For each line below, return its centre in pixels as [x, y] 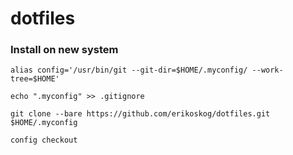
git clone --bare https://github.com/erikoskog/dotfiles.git [140, 114]
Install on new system [64, 50]
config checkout [44, 140]
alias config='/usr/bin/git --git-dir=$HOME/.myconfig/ [129, 70]
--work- [267, 70]
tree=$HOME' [35, 79]
